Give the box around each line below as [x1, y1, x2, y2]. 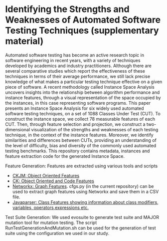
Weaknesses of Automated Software [5, 14, 161, 26]
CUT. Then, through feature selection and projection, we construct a [5, 121, 146, 127]
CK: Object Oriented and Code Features [12, 178, 95, 184]
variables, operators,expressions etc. [12, 204, 89, 210]
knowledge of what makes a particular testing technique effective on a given [5, 79, 163, 85]
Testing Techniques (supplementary [5, 25, 159, 36]
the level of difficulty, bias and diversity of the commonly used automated [5, 142, 157, 148]
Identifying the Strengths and [5, 4, 130, 15]
